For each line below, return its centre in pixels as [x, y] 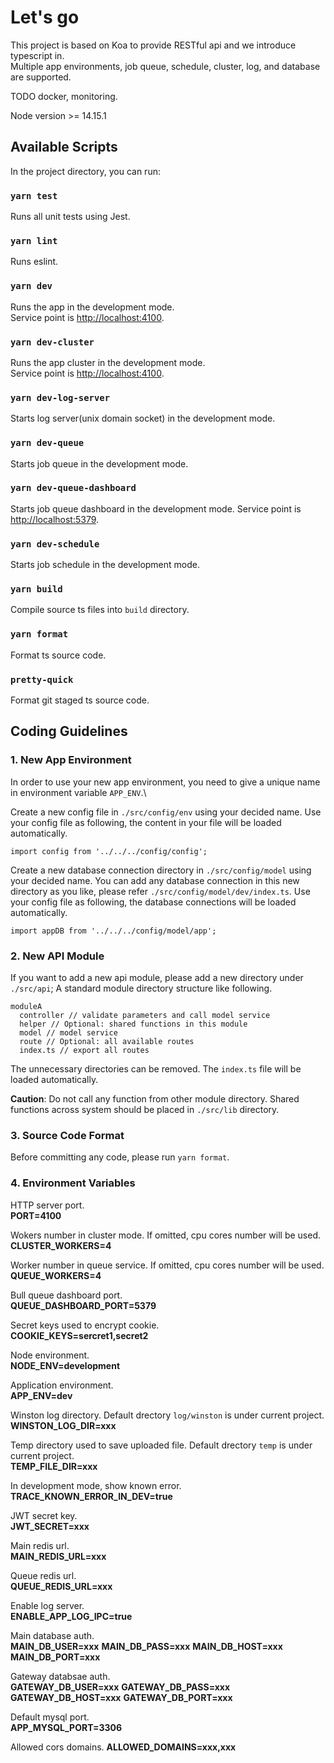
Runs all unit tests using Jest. [70, 217]
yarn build [36, 589]
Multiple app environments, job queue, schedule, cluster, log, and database [165, 66]
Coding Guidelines [69, 731]
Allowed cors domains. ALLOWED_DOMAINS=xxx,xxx [123, 1747]
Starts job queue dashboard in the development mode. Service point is [156, 508]
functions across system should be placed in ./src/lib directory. [145, 1109]
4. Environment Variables [73, 1183]
